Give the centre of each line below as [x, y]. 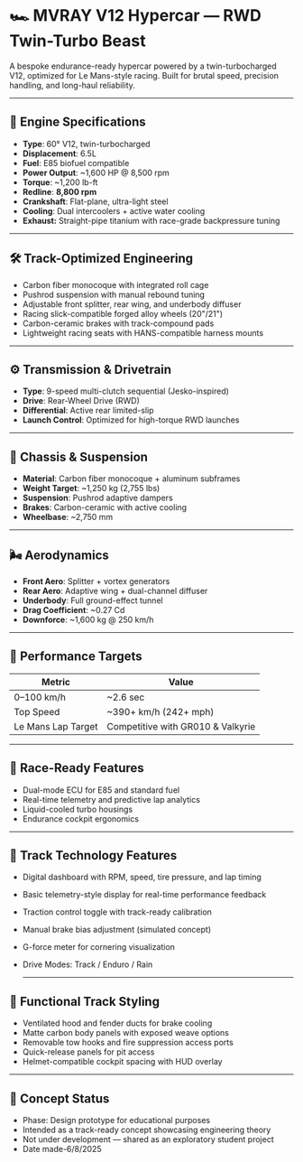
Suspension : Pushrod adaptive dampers [97, 498]
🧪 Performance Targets [76, 657]
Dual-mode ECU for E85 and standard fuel [101, 790]
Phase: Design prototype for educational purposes [116, 1120]
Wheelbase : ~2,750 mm [68, 517]
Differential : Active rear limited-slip [88, 411]
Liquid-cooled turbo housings [78, 809]
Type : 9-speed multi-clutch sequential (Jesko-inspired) [126, 391]
